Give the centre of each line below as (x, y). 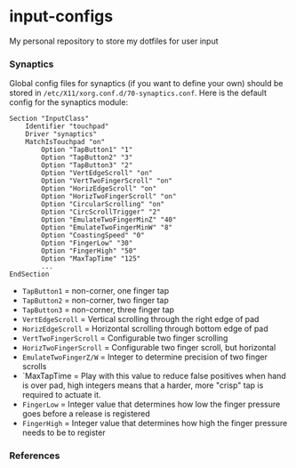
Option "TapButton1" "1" (87, 150)
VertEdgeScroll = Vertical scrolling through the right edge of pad (140, 319)
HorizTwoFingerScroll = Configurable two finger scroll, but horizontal (149, 348)
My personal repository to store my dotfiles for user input (114, 41)
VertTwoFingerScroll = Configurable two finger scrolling (125, 338)
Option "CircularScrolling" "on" (103, 205)
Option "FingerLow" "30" (87, 243)
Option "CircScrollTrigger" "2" (101, 212)
